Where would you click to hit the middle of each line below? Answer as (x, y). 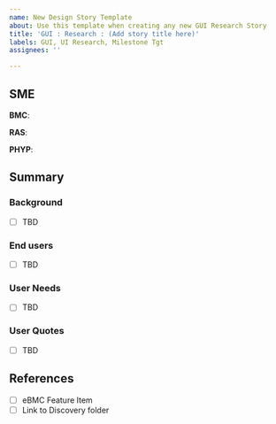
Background (36, 203)
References (42, 378)
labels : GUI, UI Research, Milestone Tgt (87, 42)
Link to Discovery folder (65, 410)
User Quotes (37, 331)
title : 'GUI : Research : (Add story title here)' (104, 34)
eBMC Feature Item (57, 400)
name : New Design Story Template (71, 17)
